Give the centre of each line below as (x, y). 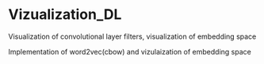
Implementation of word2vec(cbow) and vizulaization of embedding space (130, 51)
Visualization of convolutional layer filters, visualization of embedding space (132, 36)
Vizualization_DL (65, 15)
